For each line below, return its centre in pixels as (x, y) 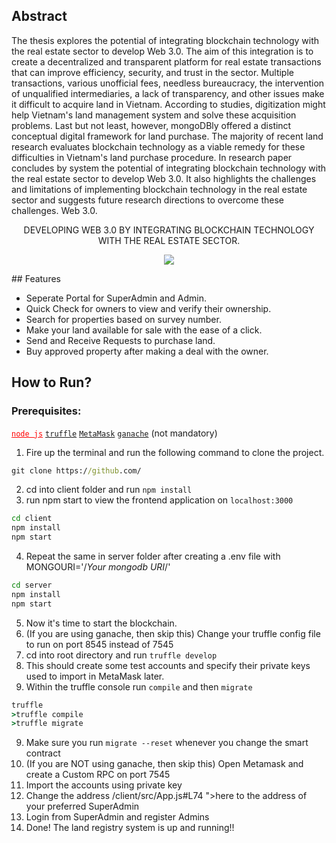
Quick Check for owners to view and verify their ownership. (148, 308)
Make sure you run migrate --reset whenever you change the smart (167, 743)
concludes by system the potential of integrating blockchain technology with (169, 168)
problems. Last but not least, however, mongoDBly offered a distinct (151, 125)
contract (43, 753)
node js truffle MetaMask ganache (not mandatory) (114, 433)
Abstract (39, 16)
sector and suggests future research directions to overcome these (148, 200)
